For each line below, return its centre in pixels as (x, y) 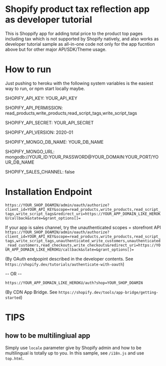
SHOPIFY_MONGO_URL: (30, 151)
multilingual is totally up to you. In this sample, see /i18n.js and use (75, 353)
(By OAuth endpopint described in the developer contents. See (69, 259)
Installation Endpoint (49, 192)
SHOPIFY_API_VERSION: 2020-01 (39, 132)
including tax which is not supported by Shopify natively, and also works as (82, 39)
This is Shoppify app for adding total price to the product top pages (74, 33)
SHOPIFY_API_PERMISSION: (34, 107)
